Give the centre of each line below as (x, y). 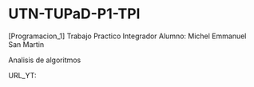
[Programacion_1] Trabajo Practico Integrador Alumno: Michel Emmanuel (127, 36)
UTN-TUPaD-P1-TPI (74, 14)
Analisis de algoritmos (45, 60)
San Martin (26, 44)
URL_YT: (23, 75)
